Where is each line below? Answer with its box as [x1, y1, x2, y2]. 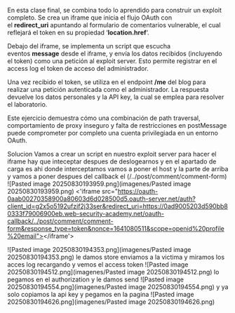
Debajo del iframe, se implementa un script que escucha [7, 42, 170, 50]
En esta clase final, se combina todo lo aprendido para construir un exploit [7, 6, 222, 14]
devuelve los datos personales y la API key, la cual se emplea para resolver [7, 93, 224, 101]
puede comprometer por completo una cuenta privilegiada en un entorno [7, 129, 219, 137]
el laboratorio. [7, 100, 48, 108]
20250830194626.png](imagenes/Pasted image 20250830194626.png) [7, 298, 215, 306]
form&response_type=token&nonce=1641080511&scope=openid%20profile [7, 225, 224, 232]
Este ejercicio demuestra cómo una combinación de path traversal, [7, 114, 201, 122]
